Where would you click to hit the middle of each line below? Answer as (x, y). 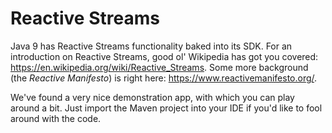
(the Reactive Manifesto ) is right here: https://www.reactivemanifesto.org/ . (164, 78)
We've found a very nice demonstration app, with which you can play (152, 97)
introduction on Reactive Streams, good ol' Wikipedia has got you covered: (164, 56)
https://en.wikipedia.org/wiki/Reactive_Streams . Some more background (159, 67)
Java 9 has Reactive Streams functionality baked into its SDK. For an (151, 46)
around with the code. (56, 118)
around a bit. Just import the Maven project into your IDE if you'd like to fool (166, 108)
